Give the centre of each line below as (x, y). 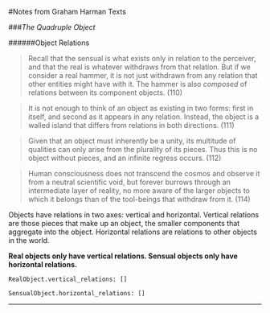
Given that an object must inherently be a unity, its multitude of (132, 141)
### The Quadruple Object (52, 27)
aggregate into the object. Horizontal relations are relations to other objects (133, 232)
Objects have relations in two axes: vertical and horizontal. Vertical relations (134, 215)
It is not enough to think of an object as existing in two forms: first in (141, 108)
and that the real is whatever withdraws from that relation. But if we (139, 67)
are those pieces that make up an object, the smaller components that (124, 223)
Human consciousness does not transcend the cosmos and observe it (144, 173)
